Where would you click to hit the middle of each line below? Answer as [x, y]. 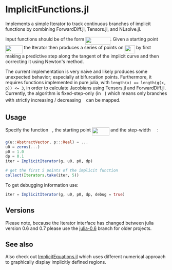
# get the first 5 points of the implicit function [62, 170]
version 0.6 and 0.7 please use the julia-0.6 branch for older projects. [79, 228]
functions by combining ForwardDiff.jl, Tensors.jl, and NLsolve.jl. [73, 29]
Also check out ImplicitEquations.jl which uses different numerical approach [85, 257]
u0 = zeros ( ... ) [23, 147]
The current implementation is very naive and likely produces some [77, 71]
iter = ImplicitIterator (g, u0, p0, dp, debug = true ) [65, 194]
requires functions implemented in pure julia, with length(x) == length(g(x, [86, 82]
